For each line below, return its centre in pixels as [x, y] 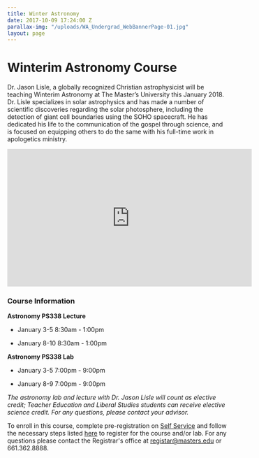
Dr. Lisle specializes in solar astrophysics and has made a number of [106, 102]
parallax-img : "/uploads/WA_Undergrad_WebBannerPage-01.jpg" [98, 27]
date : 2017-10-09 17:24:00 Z [50, 20]
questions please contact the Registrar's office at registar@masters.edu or [114, 441]
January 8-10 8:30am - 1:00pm [62, 343]
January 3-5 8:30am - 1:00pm [61, 330]
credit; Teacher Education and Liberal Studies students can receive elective [116, 405]
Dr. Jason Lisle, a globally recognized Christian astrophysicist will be [106, 87]
